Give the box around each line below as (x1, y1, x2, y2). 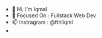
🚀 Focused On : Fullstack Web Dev (11, 12, 97, 19)
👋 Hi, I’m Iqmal (11, 6, 47, 12)
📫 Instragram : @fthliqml (11, 18, 73, 26)
